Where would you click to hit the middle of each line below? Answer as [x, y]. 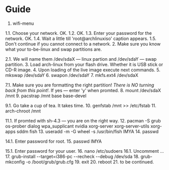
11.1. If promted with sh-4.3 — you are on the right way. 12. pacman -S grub [83, 120]
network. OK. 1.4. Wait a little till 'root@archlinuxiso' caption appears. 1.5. [81, 38]
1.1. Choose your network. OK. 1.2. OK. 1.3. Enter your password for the [79, 33]
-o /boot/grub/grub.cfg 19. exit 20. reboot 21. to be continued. [90, 162]
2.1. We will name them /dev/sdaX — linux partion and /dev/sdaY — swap [81, 59]
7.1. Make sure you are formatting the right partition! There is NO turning [80, 85]
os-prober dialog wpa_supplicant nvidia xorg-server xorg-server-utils [77, 126]
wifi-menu [23, 23]
